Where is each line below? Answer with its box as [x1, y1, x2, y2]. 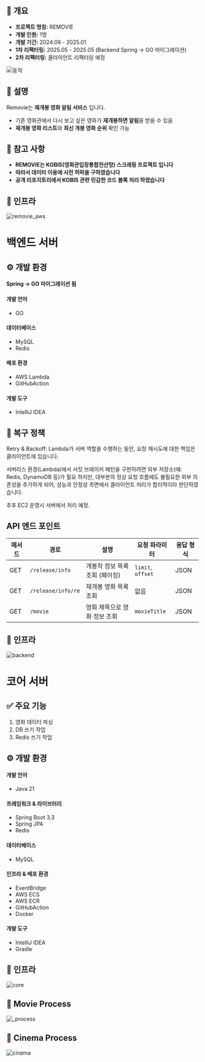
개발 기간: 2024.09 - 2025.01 [15, 38, 87, 46]
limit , [134, 562, 153, 571]
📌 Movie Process [6, 999, 71, 1009]
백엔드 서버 [6, 236, 59, 250]
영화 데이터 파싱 [15, 718, 53, 726]
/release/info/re [29, 587, 81, 594]
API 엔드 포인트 [6, 521, 61, 531]
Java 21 [15, 785, 35, 793]
